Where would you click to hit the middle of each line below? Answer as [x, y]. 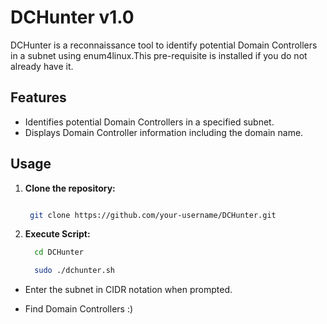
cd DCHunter [59, 252]
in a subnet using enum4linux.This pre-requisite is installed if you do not [159, 55]
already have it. [42, 66]
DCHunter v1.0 [72, 17]
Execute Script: [57, 234]
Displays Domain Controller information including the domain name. [164, 132]
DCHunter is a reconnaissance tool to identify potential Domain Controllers [164, 45]
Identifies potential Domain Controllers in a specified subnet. [149, 122]
